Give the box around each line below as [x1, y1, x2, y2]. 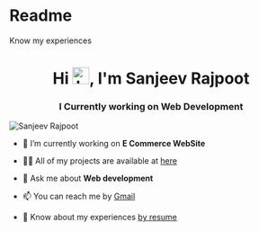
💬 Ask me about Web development [22, 173, 154, 184]
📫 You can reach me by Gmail [22, 191, 136, 202]
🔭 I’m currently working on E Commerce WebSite [22, 138, 206, 149]
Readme [9, 5, 73, 26]
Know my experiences [9, 35, 93, 46]
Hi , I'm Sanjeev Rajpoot [52, 68, 250, 89]
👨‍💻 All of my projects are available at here [22, 155, 178, 166]
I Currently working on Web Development [58, 101, 244, 113]
